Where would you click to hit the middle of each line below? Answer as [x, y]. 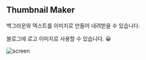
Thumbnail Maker [41, 10]
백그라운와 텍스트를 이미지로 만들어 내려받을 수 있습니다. [73, 25]
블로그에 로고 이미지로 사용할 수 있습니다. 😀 [59, 39]
